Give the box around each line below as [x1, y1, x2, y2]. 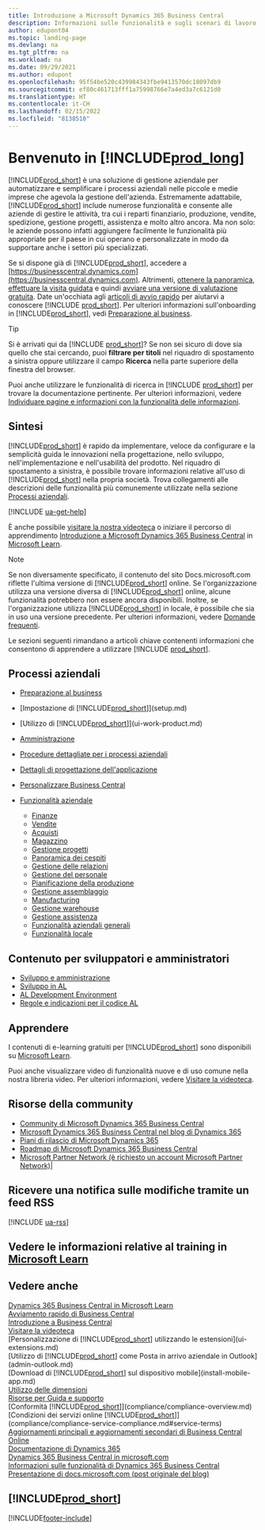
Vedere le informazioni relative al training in [8, 1240, 228, 1254]
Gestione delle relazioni [31, 861, 108, 871]
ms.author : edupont [8, 71, 73, 79]
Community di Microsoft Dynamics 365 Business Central [19, 1118, 204, 1128]
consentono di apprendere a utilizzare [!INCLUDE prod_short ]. [8, 644, 211, 654]
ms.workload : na [8, 56, 62, 64]
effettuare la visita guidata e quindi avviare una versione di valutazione [8, 283, 238, 293]
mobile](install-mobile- [176, 1367, 251, 1377]
